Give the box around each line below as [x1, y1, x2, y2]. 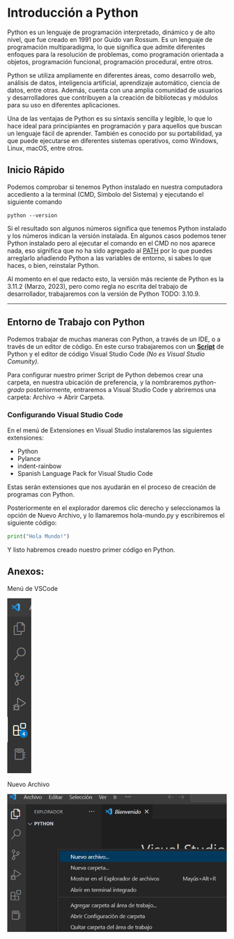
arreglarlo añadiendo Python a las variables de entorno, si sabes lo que [7, 253, 212, 262]
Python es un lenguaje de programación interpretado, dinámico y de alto [7, 28, 215, 36]
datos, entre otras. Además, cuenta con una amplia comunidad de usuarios [7, 86, 223, 94]
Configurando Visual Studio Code [7, 410, 123, 420]
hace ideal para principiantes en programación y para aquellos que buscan [7, 121, 222, 130]
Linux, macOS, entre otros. [7, 144, 84, 152]
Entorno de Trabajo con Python [7, 316, 145, 329]
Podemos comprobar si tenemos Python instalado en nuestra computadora [7, 183, 223, 191]
